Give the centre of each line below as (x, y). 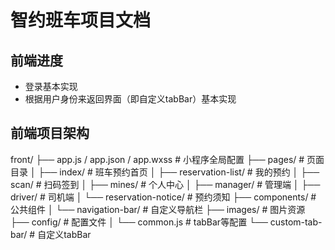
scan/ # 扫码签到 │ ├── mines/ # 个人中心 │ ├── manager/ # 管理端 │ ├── (165, 184)
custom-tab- (296, 222)
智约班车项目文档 (81, 20)
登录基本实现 (51, 86)
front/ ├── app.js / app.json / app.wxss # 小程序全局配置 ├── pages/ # (157, 159)
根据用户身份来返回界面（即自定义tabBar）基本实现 (130, 99)
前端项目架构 (50, 133)
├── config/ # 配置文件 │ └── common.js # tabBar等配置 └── (139, 222)
